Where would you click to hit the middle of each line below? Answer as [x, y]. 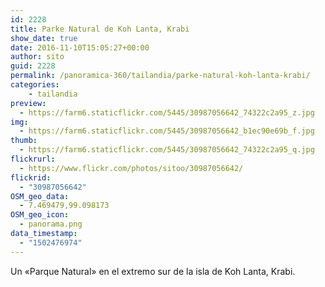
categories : [35, 85]
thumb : [24, 141]
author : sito [37, 57]
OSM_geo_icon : [40, 215]
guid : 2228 [33, 66]
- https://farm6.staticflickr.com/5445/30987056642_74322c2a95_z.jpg [167, 112]
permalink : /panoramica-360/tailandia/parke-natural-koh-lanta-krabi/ [160, 76]
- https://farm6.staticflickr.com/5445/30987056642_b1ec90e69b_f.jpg [167, 131]
